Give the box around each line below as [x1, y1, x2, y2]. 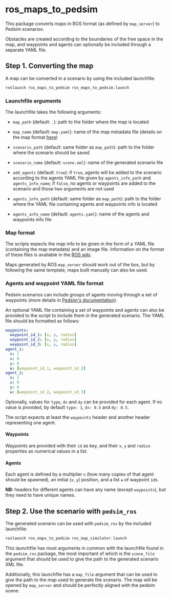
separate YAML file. [5, 47, 47, 53]
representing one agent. [5, 419, 56, 425]
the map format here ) [12, 134, 58, 140]
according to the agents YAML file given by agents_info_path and [12, 175, 151, 181]
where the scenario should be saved [12, 149, 90, 156]
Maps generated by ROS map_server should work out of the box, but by [5, 262, 155, 268]
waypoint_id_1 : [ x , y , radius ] [10, 332, 77, 337]
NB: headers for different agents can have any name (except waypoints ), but [5, 486, 166, 493]
